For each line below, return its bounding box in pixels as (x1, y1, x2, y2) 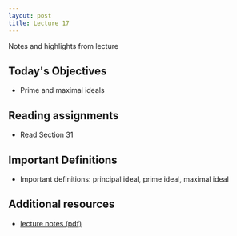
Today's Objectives (8, 64, 107, 78)
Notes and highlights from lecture (8, 41, 118, 50)
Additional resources (8, 198, 115, 211)
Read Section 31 (19, 130, 74, 140)
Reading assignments (8, 109, 119, 122)
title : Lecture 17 (8, 19, 70, 27)
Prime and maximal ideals (19, 86, 106, 95)
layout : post (8, 11, 52, 20)
